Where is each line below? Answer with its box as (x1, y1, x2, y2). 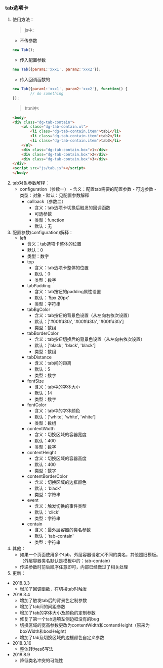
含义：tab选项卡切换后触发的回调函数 (34, 205, 111, 211)
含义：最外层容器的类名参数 (34, 527, 91, 533)
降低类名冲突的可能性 (19, 658, 63, 664)
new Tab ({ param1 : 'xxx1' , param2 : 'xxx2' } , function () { (12, 87, 128, 92)
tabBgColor (27, 307, 50, 312)
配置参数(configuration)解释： (12, 229, 73, 236)
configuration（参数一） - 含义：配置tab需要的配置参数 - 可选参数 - (19, 186, 157, 192)
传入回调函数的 (19, 77, 50, 83)
